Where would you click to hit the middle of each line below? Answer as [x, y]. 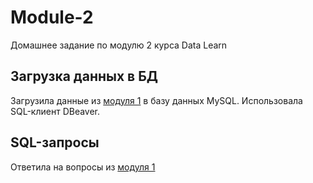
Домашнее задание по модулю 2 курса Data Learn [119, 45]
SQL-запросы [55, 142]
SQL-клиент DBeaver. [55, 111]
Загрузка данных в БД [84, 76]
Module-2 [52, 17]
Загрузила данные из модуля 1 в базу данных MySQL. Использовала [156, 100]
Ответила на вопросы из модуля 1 [83, 167]
